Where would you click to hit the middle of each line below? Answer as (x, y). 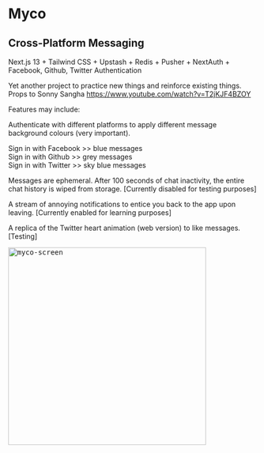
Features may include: (44, 109)
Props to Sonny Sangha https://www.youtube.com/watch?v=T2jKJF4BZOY (130, 94)
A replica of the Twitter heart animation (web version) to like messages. (124, 228)
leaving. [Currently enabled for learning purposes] (90, 213)
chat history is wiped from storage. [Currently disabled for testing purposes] (132, 189)
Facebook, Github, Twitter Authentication (75, 70)
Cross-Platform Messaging (76, 43)
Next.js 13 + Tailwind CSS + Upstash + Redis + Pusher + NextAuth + (119, 62)
